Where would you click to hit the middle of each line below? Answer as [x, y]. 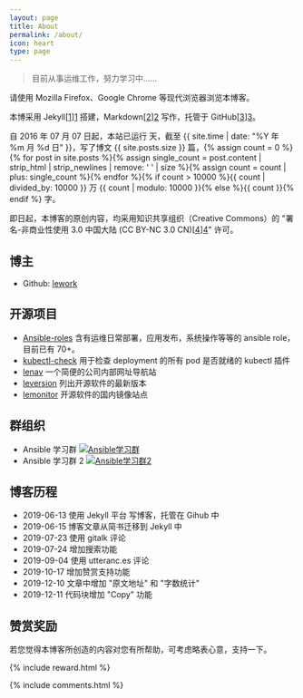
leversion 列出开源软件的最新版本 [84, 383]
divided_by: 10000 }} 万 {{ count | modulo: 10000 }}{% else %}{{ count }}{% [152, 188]
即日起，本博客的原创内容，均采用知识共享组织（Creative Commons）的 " [147, 218]
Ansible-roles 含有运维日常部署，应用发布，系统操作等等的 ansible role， [159, 337]
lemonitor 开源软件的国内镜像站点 [85, 394]
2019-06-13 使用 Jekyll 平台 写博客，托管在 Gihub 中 [121, 515]
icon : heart [32, 43]
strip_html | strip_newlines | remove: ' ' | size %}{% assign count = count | [148, 168]
